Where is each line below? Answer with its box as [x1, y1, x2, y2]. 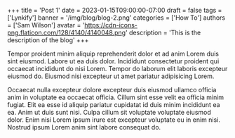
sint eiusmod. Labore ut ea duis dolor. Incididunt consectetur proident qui [7, 57, 220, 65]
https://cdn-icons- [83, 21, 138, 29]
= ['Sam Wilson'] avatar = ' [7, 21, 85, 29]
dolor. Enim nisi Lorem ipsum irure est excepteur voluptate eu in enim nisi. [7, 115, 221, 124]
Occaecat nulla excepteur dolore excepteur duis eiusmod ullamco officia [7, 86, 217, 94]
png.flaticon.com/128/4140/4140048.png [7, 28, 126, 37]
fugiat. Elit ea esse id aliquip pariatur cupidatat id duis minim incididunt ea [7, 101, 220, 108]
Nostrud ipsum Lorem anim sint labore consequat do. [7, 123, 161, 131]
